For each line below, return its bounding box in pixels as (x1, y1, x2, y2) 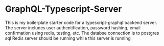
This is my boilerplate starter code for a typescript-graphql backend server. (5, 20, 158, 25)
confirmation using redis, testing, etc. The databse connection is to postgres (5, 30, 159, 36)
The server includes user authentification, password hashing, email (5, 24, 141, 30)
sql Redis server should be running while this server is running (5, 35, 131, 41)
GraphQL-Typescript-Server (5, 3, 122, 15)
